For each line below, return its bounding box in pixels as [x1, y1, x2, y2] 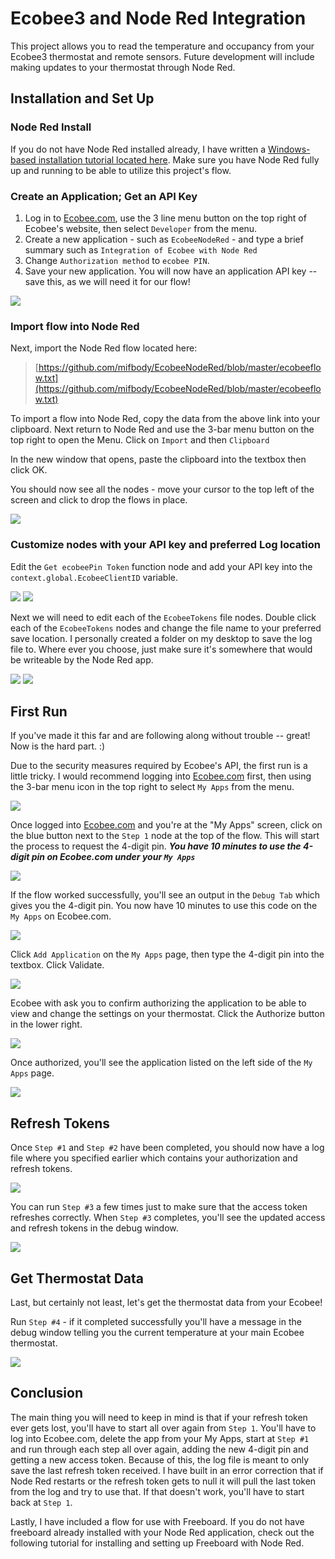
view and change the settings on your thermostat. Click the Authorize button [10, 1008, 325, 1020]
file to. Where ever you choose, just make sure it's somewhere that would [10, 643, 313, 655]
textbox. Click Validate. [10, 959, 105, 971]
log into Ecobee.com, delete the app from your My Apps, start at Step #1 [10, 1432, 310, 1444]
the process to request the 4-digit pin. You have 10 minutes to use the [10, 840, 302, 852]
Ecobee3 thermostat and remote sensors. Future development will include [10, 50, 315, 62]
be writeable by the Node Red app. [10, 653, 154, 666]
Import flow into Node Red [10, 319, 140, 333]
